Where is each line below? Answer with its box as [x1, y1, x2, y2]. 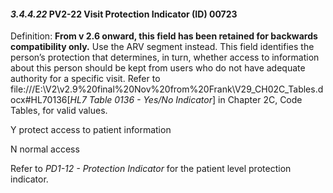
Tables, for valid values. [10, 105, 108, 117]
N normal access [10, 143, 80, 155]
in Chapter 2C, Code [218, 94, 303, 106]
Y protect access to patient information [10, 124, 172, 136]
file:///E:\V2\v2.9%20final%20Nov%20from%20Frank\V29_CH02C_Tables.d [10, 83, 324, 95]
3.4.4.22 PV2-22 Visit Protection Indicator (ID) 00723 [10, 8, 238, 20]
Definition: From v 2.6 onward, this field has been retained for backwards [10, 30, 318, 42]
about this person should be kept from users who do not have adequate [10, 62, 306, 74]
